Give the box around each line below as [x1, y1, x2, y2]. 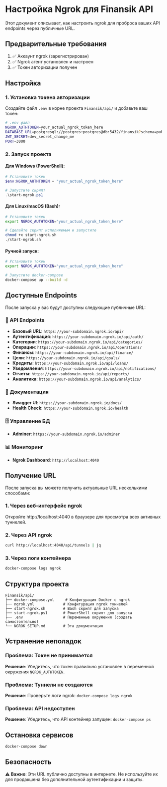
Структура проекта [5, 580, 69, 588]
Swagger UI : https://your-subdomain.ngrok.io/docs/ [12, 400, 122, 406]
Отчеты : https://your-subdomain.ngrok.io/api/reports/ [12, 370, 130, 376]
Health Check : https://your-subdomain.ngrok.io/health [12, 405, 128, 411]
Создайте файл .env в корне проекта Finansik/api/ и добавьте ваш [5, 105, 148, 111]
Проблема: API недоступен [5, 705, 75, 712]
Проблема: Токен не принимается [5, 652, 93, 659]
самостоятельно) [5, 619, 39, 624]
